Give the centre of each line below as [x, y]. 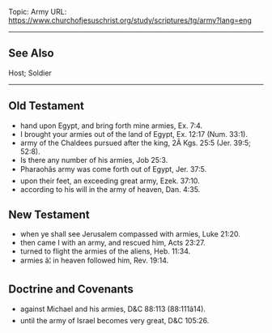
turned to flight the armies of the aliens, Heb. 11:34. [105, 251]
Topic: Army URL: [38, 12]
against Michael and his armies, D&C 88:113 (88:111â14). [113, 309]
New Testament [49, 215]
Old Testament [47, 106]
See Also [31, 53]
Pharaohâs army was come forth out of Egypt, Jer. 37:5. [113, 169]
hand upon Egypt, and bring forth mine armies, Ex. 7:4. [111, 126]
